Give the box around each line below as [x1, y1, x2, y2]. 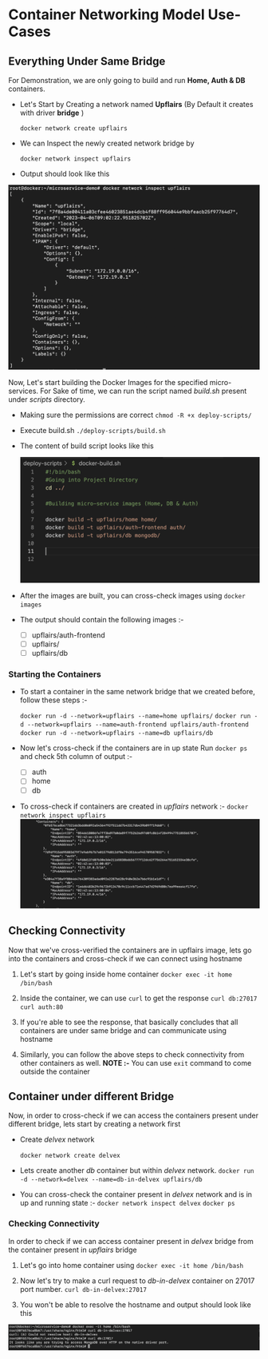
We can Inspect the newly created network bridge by [19, 138, 195, 148]
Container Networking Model [8, 6, 205, 24]
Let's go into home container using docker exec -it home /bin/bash [19, 1260, 244, 1270]
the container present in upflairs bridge [8, 1245, 137, 1254]
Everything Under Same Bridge [8, 54, 166, 68]
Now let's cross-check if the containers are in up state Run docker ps [19, 743, 248, 753]
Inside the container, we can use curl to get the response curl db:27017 [19, 993, 258, 1003]
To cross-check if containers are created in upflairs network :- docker [19, 801, 249, 811]
